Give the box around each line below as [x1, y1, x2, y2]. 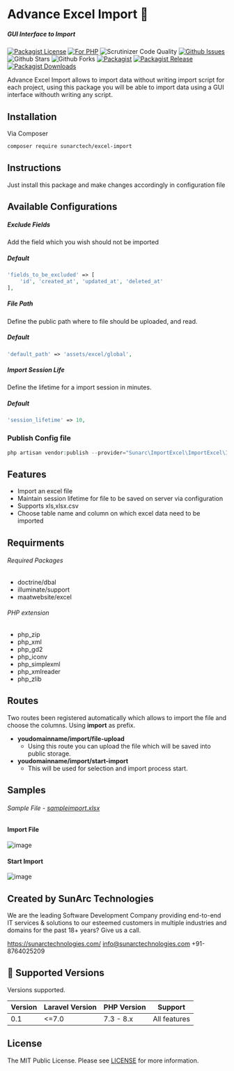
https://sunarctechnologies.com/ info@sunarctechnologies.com [7, 940, 190, 948]
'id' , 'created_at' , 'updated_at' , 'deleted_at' [19, 278, 164, 285]
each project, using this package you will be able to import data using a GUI [7, 83, 224, 91]
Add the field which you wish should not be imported [7, 238, 159, 246]
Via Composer [7, 129, 49, 137]
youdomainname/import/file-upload [17, 734, 125, 742]
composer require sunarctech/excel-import [7, 142, 132, 149]
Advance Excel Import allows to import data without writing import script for [7, 76, 225, 84]
